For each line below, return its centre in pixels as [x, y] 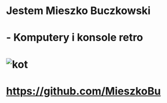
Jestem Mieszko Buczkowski [79, 11]
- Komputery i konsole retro [75, 38]
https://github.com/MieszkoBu [83, 91]
